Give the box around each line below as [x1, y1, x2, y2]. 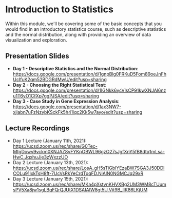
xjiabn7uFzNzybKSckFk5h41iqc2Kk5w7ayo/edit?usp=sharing [12, 109, 143, 115]
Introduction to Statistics [5, 4, 114, 15]
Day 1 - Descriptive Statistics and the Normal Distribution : [12, 65, 139, 71]
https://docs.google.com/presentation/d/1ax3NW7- [12, 104, 122, 110]
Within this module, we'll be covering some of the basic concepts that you [5, 21, 162, 27]
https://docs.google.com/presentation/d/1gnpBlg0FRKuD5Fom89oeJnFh [12, 71, 167, 77]
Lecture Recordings [5, 124, 70, 133]
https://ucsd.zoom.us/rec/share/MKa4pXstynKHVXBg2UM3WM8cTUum [12, 181, 167, 187]
